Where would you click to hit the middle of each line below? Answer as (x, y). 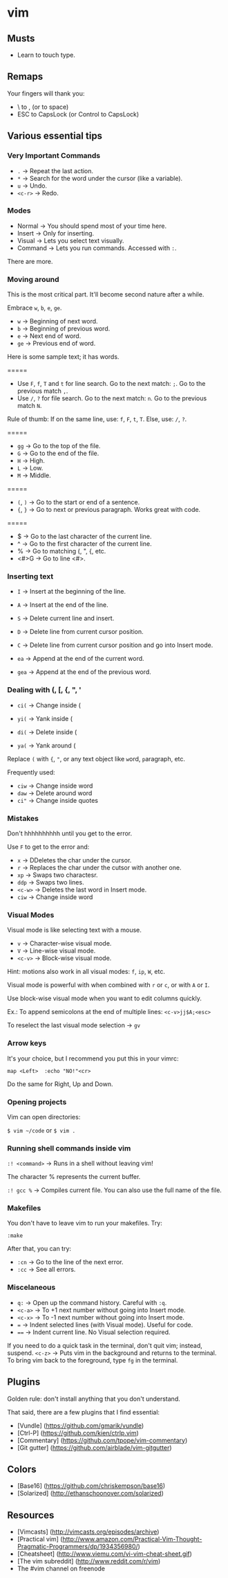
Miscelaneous (31, 1288)
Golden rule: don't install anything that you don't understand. (94, 1399)
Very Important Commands (54, 156)
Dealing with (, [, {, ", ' (44, 690)
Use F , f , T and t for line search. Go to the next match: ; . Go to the (111, 384)
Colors (22, 1469)
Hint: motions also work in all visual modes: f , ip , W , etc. (86, 972)
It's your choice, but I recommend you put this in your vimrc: (93, 1058)
